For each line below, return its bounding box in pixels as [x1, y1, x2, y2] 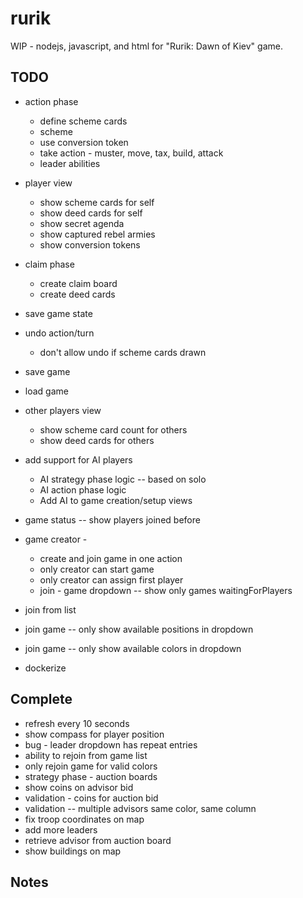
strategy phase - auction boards [24, 770, 158, 782]
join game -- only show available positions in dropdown [24, 623, 254, 635]
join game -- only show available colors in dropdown [24, 642, 242, 654]
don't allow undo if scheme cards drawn [39, 346, 207, 358]
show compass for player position [24, 728, 165, 740]
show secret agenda [39, 217, 125, 229]
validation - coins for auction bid [24, 792, 159, 804]
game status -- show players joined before [24, 513, 201, 526]
